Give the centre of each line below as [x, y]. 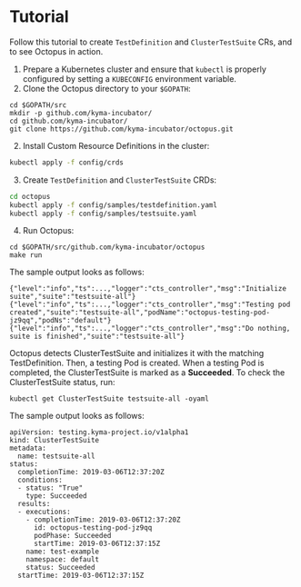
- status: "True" [50, 488]
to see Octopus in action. [56, 51]
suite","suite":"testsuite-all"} [73, 297]
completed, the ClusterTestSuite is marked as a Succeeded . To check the [147, 373]
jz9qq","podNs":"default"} [60, 321]
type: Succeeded [57, 496]
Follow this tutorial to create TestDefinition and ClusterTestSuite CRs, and [151, 42]
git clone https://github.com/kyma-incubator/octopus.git [121, 129]
